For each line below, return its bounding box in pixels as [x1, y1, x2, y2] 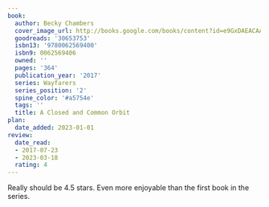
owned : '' [14, 57, 47, 65]
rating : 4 [14, 161, 47, 169]
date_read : [14, 138, 51, 147]
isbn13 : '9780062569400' [14, 42, 98, 50]
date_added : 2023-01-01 [14, 124, 94, 132]
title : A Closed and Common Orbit [14, 109, 130, 117]
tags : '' [14, 101, 44, 109]
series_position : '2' [14, 86, 88, 95]
